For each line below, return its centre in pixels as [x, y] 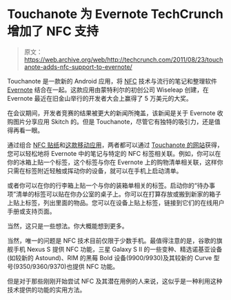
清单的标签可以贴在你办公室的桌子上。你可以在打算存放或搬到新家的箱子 [119, 194]
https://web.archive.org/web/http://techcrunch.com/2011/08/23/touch [123, 59]
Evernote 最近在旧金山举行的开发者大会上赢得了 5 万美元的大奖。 [100, 98]
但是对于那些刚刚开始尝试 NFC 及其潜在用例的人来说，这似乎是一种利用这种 [115, 281]
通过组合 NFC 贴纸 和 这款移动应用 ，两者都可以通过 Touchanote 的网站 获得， [115, 145]
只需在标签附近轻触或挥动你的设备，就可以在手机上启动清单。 [95, 170]
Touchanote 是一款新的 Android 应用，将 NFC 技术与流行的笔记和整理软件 [112, 81]
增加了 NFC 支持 [53, 31]
